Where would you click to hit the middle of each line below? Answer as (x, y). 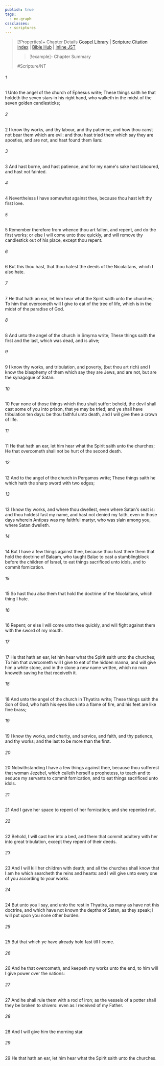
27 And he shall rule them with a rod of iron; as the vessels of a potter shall (81, 1000)
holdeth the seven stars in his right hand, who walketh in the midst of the (78, 98)
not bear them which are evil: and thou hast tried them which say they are (79, 135)
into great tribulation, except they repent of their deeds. (61, 842)
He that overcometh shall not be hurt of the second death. (64, 451)
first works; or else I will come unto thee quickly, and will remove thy (74, 235)
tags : (11, 14)
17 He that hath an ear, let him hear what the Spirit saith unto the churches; (80, 657)
